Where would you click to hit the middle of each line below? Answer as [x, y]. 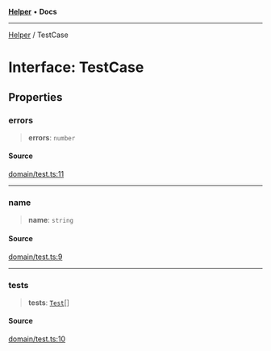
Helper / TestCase [38, 35]
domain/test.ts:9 [35, 257]
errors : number [52, 137]
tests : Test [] [49, 303]
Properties [35, 97]
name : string [51, 220]
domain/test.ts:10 [37, 339]
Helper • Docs [33, 12]
